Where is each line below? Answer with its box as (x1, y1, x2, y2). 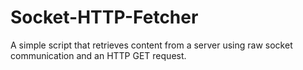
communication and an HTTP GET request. (10, 49, 187, 61)
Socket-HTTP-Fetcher (10, 6, 199, 29)
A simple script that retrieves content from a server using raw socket (10, 39, 293, 51)
